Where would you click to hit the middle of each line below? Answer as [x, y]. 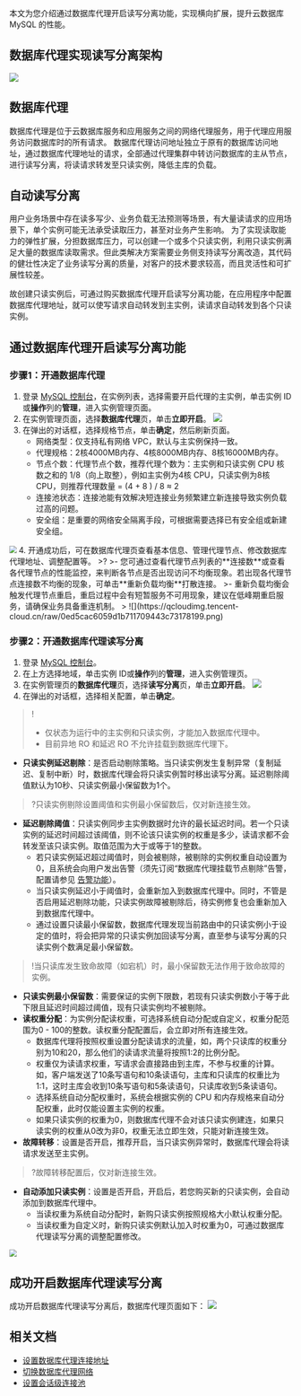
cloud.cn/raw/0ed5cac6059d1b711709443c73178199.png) [116, 617]
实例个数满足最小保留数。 [91, 947]
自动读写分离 [45, 196]
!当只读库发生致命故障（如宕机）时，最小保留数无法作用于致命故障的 [158, 966]
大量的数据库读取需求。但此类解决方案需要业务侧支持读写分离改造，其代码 [154, 252]
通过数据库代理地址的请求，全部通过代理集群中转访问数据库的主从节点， [158, 153]
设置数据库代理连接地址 [65, 1360]
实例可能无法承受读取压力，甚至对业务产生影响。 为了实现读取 [163, 230]
